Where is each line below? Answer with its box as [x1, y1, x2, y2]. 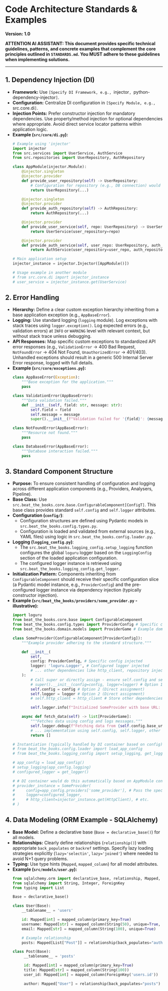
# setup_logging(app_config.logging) [12, 765, 91, 770]
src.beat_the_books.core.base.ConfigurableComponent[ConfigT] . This [12, 502, 156, 508]
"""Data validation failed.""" [21, 398, 87, 403]
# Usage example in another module [12, 270, 87, 275]
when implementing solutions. [5, 56, 70, 62]
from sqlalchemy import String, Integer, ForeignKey [12, 881, 125, 886]
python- [133, 89, 150, 95]
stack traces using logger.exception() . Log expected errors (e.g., [12, 322, 148, 329]
